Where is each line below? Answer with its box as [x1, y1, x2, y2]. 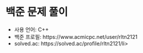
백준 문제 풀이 [5, 5, 68, 19]
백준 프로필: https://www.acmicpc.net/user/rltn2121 [14, 33, 138, 40]
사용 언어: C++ [14, 26, 49, 33]
